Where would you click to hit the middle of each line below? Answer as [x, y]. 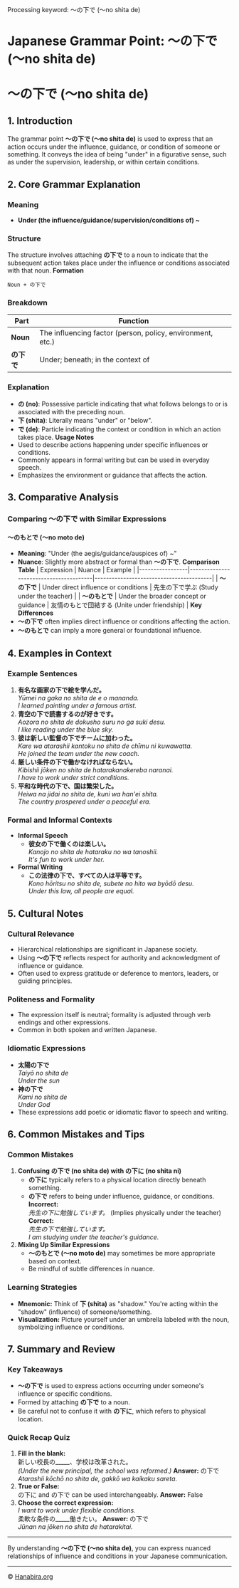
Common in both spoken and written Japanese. [87, 1030]
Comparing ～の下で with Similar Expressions [87, 519]
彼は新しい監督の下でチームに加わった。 [77, 737]
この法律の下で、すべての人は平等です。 [87, 875]
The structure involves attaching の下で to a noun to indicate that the [108, 255]
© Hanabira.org [30, 1576]
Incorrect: [43, 1204]
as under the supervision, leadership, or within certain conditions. [103, 162]
